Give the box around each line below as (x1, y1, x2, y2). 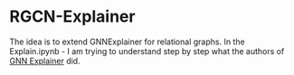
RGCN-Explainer (9, 6, 136, 27)
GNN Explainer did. (9, 55, 81, 66)
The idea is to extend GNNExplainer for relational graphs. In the (9, 36, 246, 47)
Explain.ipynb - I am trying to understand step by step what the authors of (9, 45, 285, 56)
